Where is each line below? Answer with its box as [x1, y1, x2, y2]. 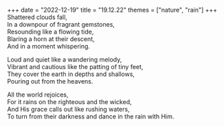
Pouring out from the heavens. [7, 77, 93, 85]
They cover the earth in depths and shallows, [7, 70, 135, 78]
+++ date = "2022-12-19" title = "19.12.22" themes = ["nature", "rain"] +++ [7, 6, 218, 14]
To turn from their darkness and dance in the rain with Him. [7, 112, 175, 121]
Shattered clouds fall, [7, 13, 67, 21]
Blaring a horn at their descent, [7, 35, 95, 43]
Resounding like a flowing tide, [7, 27, 94, 36]
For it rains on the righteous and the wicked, [7, 98, 132, 105]
